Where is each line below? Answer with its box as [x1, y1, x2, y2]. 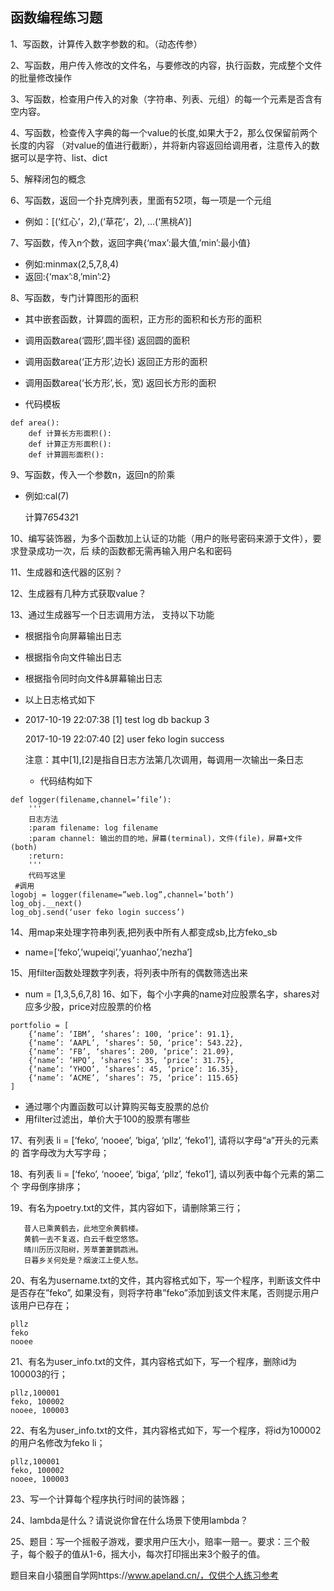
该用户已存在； [10, 1299, 72, 1311]
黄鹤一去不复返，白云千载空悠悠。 [23, 1234, 143, 1244]
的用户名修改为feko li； [10, 1436, 106, 1448]
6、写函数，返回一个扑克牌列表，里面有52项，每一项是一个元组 [10, 194, 272, 206]
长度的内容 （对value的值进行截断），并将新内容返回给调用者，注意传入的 [10, 139, 312, 151]
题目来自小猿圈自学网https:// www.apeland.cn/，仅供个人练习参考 [10, 1569, 279, 1581]
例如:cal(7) [24, 489, 70, 502]
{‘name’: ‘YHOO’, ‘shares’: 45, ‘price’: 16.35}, [28, 1064, 240, 1074]
